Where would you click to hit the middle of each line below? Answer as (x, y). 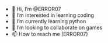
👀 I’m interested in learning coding (53, 15)
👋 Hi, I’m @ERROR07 (36, 9)
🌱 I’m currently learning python (49, 21)
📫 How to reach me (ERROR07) (50, 34)
